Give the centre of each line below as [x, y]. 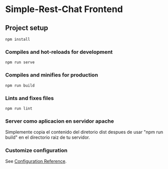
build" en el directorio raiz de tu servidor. [48, 137]
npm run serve [20, 62]
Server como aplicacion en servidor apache [60, 121]
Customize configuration [36, 150]
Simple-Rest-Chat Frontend [64, 9]
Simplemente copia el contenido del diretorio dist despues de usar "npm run [84, 132]
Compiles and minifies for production [52, 75]
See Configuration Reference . [36, 161]
